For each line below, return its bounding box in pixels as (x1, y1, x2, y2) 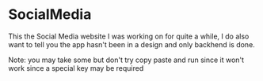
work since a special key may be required (8, 63, 144, 72)
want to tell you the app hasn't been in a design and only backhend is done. (8, 39, 255, 49)
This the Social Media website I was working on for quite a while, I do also (8, 31, 250, 41)
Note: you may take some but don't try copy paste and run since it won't (8, 55, 244, 64)
